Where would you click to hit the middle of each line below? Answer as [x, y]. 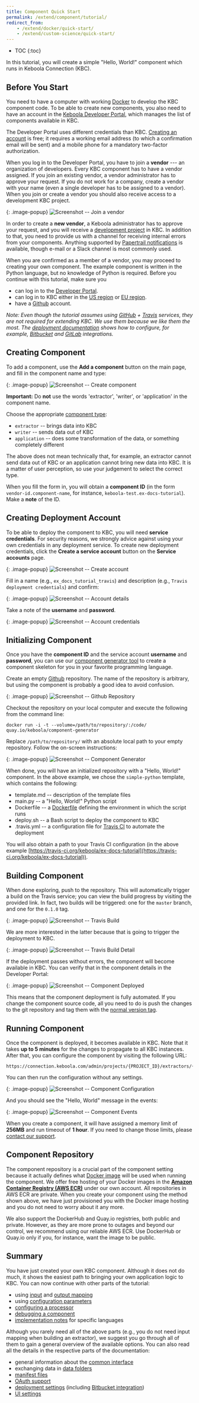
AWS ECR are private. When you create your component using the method [97, 1194]
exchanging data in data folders [53, 1368]
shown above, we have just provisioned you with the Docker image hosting [97, 1200]
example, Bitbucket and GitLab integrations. [60, 334]
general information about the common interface [74, 1362]
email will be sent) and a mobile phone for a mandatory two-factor [87, 145]
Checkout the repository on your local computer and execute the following [97, 708]
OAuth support [33, 1381]
